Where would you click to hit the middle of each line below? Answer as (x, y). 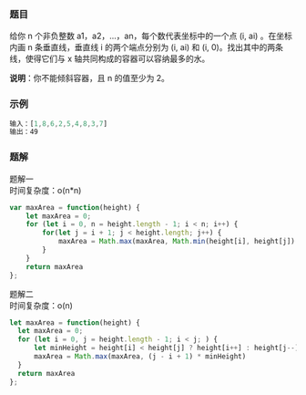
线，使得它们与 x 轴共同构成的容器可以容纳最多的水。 (110, 59)
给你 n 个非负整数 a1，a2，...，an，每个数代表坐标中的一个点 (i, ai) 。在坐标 (151, 36)
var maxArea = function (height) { (75, 207)
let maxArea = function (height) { (75, 322)
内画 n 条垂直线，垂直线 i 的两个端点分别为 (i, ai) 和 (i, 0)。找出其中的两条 (147, 47)
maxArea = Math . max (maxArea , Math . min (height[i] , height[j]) (177, 242)
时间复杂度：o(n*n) (46, 190)
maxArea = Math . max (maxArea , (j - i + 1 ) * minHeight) (140, 357)
